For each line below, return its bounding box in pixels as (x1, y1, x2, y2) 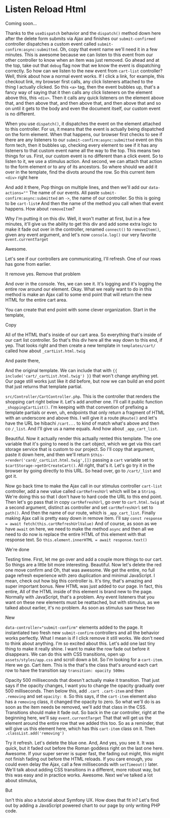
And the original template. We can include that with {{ (5, 367, 117, 373)
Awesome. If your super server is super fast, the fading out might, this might (5, 750, 164, 756)
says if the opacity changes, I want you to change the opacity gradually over (5, 682, 165, 688)
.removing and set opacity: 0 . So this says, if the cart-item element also (5, 693, 157, 699)
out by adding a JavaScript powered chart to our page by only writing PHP (5, 802, 160, 808)
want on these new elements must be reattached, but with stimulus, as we (5, 599, 160, 605)
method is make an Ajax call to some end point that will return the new (5, 291, 152, 297)
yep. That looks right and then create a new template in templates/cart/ (5, 342, 156, 348)
